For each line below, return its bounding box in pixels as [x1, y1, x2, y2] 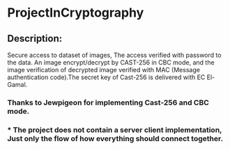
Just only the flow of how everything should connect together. [7, 133, 224, 143]
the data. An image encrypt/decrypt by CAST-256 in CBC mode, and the [7, 58, 215, 67]
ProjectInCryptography [7, 5, 144, 21]
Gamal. [7, 81, 28, 88]
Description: [7, 33, 63, 44]
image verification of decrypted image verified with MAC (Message [7, 66, 201, 74]
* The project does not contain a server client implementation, [7, 125, 222, 135]
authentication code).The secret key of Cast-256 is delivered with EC [7, 73, 206, 81]
